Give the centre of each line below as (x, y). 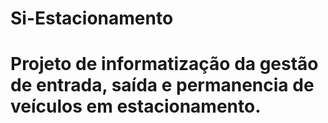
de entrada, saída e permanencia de (162, 85)
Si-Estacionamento (92, 18)
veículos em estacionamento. (136, 106)
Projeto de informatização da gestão (164, 64)
